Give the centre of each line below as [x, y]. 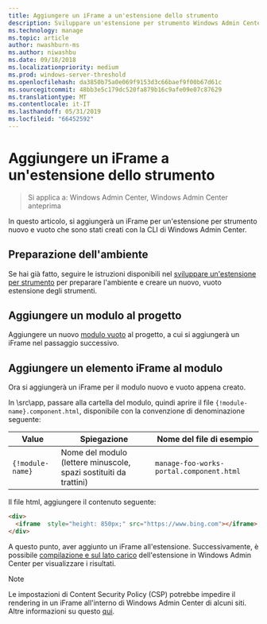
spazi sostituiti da [93, 472]
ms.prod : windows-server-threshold [67, 75]
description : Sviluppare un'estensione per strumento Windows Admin [124, 23]
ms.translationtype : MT [48, 97]
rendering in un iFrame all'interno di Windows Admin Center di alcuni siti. [128, 603]
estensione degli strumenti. [53, 290]
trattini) [75, 483]
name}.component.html [44, 412]
